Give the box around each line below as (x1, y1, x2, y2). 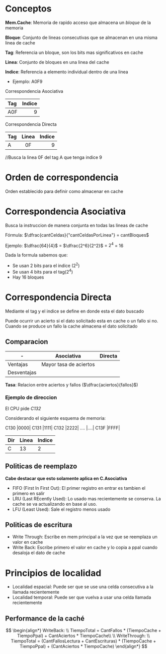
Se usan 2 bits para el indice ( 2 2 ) (12, 262, 80, 269)
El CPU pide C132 (5, 405, 41, 411)
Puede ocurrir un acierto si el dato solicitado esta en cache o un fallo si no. (5, 318, 159, 324)
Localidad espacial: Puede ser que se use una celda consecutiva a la (12, 584, 154, 590)
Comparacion (5, 337, 48, 346)
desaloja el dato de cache (12, 550, 66, 556)
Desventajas (7, 369, 37, 376)
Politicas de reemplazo (5, 462, 78, 471)
